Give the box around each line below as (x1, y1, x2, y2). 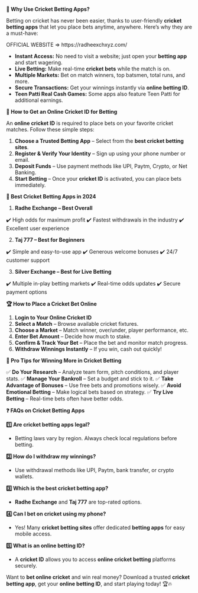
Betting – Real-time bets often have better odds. (6, 395, 124, 402)
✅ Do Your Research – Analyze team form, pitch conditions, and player (6, 368, 179, 376)
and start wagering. (14, 59, 63, 66)
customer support (6, 257, 50, 264)
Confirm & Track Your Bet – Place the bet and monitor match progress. (14, 339, 188, 346)
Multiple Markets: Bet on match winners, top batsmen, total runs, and (14, 72, 185, 78)
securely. (14, 562, 37, 569)
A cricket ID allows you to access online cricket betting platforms (14, 556, 176, 563)
